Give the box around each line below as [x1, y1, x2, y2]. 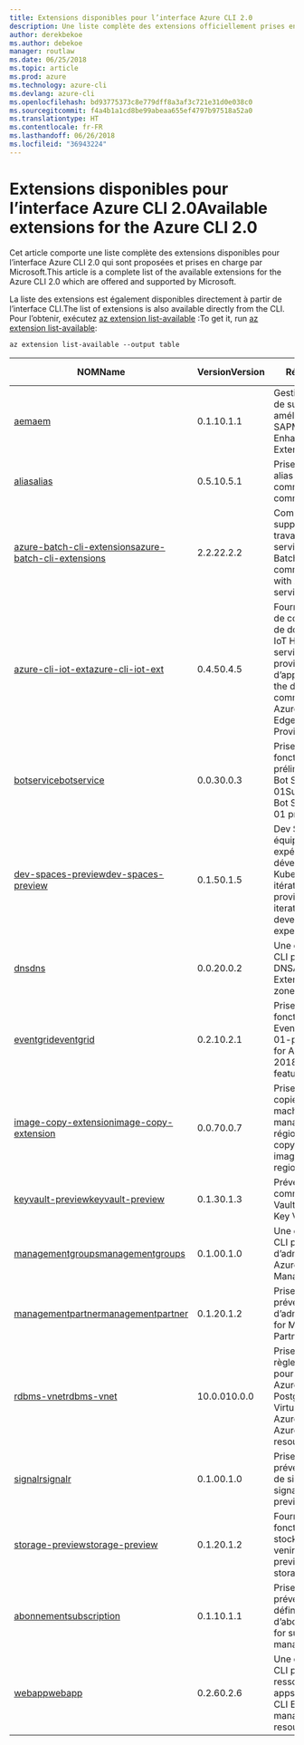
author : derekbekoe [9, 30, 83, 39]
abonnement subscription [14, 1609, 120, 1622]
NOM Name [76, 365, 126, 378]
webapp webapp [14, 1686, 83, 1699]
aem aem [14, 414, 52, 427]
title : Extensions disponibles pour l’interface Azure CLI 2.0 [9, 13, 253, 23]
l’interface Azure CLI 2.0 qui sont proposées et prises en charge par [9, 256, 263, 267]
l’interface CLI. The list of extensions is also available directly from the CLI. [9, 303, 285, 313]
